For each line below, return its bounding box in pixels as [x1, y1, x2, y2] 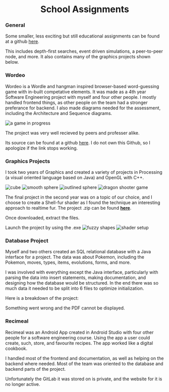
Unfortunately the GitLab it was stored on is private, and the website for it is [5, 376, 162, 382]
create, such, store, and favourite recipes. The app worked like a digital [5, 340, 153, 346]
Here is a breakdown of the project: [5, 295, 79, 301]
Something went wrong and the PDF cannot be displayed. [5, 305, 125, 311]
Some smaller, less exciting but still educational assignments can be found [5, 33, 160, 39]
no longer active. [5, 381, 40, 387]
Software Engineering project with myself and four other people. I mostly [5, 94, 156, 100]
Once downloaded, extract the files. [5, 215, 80, 221]
